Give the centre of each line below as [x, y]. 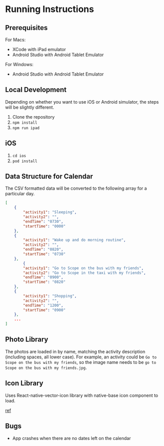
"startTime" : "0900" [44, 310]
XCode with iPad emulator [39, 49]
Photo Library [27, 340]
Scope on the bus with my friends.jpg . [46, 367]
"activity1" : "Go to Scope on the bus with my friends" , [83, 268]
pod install [25, 161]
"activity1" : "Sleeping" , [50, 212]
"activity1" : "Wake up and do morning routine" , [75, 240]
